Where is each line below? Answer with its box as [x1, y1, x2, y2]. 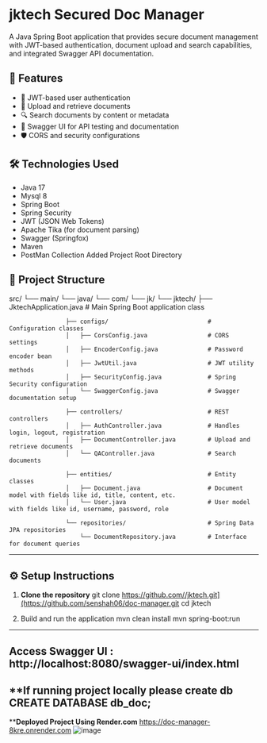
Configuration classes [9, 325, 84, 333]
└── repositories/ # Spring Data [65, 519, 254, 527]
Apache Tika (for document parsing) [20, 225, 139, 234]
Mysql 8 [20, 191, 48, 200]
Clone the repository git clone [20, 590, 120, 600]
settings [9, 339, 38, 347]
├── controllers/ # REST [65, 408, 229, 416]
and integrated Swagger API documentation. [9, 48, 154, 58]
